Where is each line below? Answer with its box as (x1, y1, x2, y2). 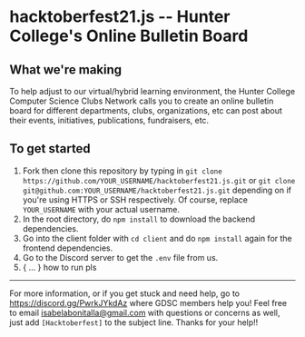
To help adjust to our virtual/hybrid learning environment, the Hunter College (9, 86, 296, 96)
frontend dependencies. (22, 243, 113, 253)
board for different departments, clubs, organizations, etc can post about (9, 105, 283, 115)
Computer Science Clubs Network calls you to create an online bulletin (9, 95, 274, 106)
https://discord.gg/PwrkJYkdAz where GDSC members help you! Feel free (9, 297, 288, 308)
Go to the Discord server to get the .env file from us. (22, 252, 219, 263)
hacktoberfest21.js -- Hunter (9, 6, 231, 27)
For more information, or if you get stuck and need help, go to (9, 288, 241, 299)
